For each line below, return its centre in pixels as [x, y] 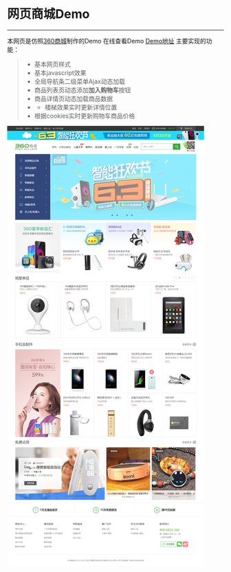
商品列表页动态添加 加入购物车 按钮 [82, 89]
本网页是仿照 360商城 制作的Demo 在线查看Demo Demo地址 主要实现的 [107, 41]
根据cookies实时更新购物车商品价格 [85, 116]
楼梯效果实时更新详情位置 [81, 107]
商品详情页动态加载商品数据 [74, 98]
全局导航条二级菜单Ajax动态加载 [80, 81]
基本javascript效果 [60, 72]
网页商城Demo [48, 14]
